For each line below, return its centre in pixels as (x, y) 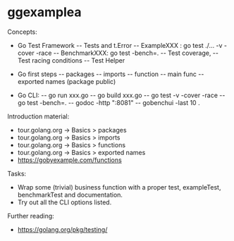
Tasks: (17, 173)
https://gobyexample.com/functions (69, 160)
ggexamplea (44, 12)
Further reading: (31, 216)
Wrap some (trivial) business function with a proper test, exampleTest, (119, 187)
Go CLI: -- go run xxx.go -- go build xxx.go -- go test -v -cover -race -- (121, 95)
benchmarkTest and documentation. (70, 194)
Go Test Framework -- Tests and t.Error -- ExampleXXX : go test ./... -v (120, 45)
